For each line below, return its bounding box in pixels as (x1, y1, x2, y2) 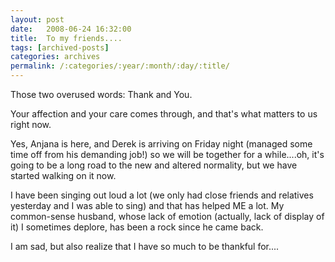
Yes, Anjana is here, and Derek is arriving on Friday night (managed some (10, 138, 313, 150)
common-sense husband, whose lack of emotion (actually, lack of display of (10, 211, 325, 222)
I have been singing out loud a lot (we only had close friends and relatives (10, 189, 314, 201)
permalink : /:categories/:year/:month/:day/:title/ (10, 61, 230, 71)
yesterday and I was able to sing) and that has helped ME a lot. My (10, 200, 285, 211)
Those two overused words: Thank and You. (10, 89, 193, 100)
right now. (10, 119, 52, 130)
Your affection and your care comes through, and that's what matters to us (10, 108, 318, 120)
